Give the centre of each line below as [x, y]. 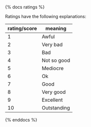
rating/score [22, 28]
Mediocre [53, 68]
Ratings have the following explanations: [46, 16]
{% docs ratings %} [25, 7]
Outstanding [56, 108]
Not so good [56, 60]
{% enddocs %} [21, 120]
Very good [54, 92]
